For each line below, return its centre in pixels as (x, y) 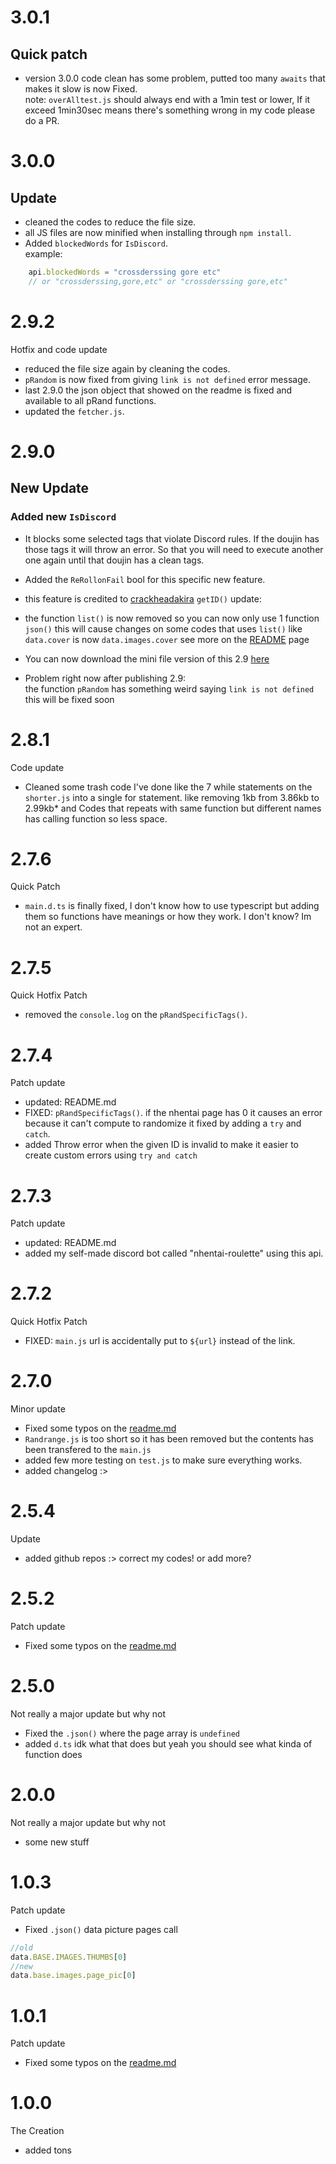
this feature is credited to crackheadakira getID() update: (143, 598)
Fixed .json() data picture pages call (101, 1929)
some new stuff (57, 1842)
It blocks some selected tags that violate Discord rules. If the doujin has (172, 538)
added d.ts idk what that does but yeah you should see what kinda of (168, 1743)
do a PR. (42, 120)
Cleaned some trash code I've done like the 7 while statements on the (168, 787)
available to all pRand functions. (90, 400)
